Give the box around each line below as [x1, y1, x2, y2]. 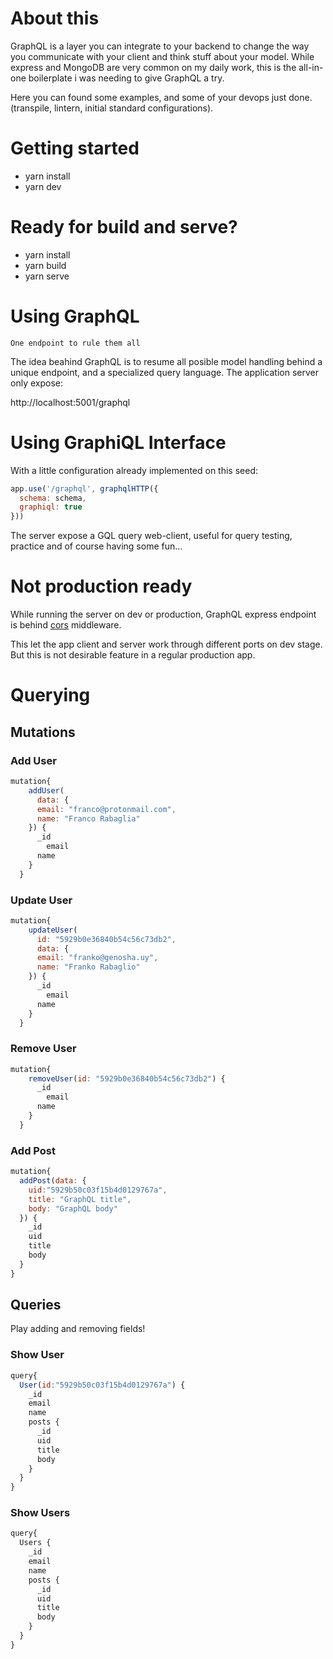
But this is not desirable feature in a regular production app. [10, 649, 256, 661]
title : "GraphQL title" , [28, 1194, 132, 1204]
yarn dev [24, 180, 62, 192]
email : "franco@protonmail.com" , [36, 804, 177, 814]
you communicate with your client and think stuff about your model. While [10, 50, 315, 62]
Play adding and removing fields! [10, 1323, 146, 1335]
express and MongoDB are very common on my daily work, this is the [10, 61, 297, 73]
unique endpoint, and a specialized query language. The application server [10, 366, 319, 378]
